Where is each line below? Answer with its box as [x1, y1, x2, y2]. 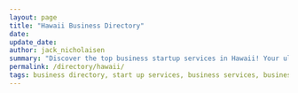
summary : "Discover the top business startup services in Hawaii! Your [9, 54, 279, 63]
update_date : [9, 37, 58, 47]
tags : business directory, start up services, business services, [9, 71, 260, 80]
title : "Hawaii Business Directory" [9, 21, 145, 30]
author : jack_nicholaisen [9, 46, 105, 55]
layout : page [9, 12, 58, 22]
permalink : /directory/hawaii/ [9, 63, 125, 72]
